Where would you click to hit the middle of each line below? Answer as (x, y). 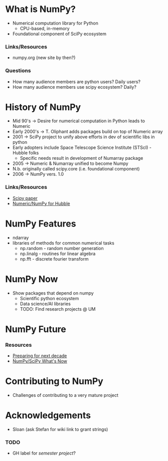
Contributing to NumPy (54, 381)
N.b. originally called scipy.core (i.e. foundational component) (76, 169)
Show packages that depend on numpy (53, 293)
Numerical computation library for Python (55, 23)
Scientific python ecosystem (49, 298)
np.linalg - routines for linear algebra (58, 254)
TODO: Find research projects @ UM (58, 309)
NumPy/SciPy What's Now (40, 361)
